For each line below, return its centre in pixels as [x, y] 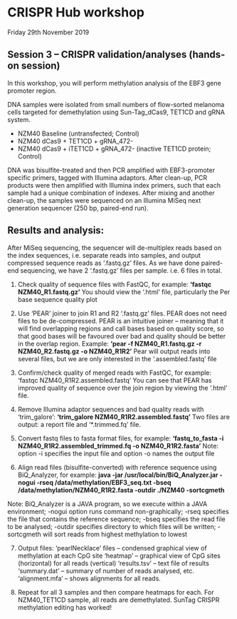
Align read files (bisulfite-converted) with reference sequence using [117, 467]
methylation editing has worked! [65, 607]
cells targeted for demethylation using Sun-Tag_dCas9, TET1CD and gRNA [116, 112]
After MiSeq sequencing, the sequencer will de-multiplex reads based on [115, 248]
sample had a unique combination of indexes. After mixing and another [111, 193]
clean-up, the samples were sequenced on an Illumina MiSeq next [104, 200]
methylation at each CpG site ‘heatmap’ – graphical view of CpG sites [119, 555]
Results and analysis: [56, 230]
